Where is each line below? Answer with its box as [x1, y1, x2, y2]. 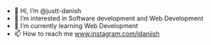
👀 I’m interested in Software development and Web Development [13, 14, 204, 22]
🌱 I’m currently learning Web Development [13, 22, 139, 30]
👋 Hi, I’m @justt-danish [13, 7, 82, 15]
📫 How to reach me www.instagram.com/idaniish [13, 30, 160, 38]
